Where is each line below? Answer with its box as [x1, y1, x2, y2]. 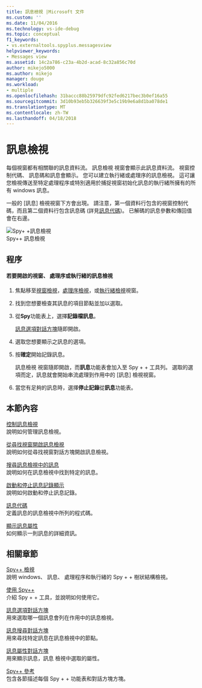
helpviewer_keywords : [6, 48, 61, 54]
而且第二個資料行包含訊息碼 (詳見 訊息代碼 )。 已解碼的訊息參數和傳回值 [16, 207, 192, 214]
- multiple [6, 87, 34, 93]
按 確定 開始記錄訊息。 [14, 351, 68, 358]
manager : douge [6, 76, 44, 82]
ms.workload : [6, 82, 39, 88]
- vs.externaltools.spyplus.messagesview [6, 43, 112, 49]
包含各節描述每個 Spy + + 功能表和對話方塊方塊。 [6, 675, 129, 683]
